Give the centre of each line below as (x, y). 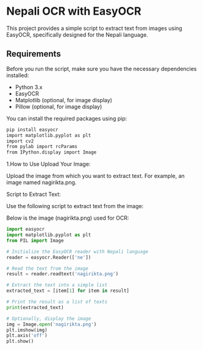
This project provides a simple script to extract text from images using (94, 28)
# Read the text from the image (47, 268)
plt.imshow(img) (27, 330)
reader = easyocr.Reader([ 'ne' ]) (49, 257)
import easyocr (26, 229)
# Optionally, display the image (49, 318)
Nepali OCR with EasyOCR (74, 11)
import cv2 (20, 141)
